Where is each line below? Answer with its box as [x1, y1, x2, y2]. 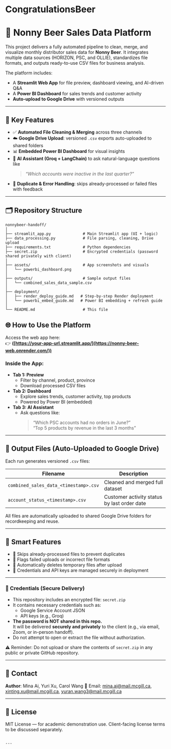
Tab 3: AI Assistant [12, 404, 54, 410]
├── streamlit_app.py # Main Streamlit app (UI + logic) [5, 231, 158, 236]
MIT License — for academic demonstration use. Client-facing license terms [5, 721, 165, 727]
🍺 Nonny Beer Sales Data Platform [5, 27, 152, 39]
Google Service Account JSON [20, 607, 85, 613]
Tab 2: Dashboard [12, 388, 51, 394]
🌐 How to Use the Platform [5, 321, 91, 330]
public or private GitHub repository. [5, 650, 79, 656]
